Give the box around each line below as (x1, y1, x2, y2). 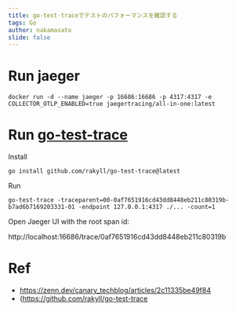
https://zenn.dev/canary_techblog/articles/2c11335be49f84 (19, 286, 212, 295)
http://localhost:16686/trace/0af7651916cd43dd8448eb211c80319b (8, 232, 227, 242)
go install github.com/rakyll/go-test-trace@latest (8, 167, 180, 175)
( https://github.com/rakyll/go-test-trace (19, 294, 148, 303)
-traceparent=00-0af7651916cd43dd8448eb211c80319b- (57, 196, 230, 204)
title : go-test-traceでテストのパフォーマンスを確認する (8, 11, 178, 20)
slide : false (8, 33, 51, 42)
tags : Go (8, 19, 37, 27)
